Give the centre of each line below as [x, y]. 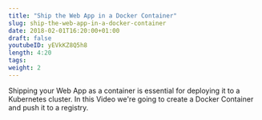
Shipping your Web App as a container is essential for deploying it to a [124, 90]
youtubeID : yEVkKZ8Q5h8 [48, 46]
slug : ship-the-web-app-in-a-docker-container [87, 23]
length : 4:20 [30, 53]
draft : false [30, 38]
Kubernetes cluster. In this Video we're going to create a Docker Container [131, 99]
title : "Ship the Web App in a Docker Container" [93, 16]
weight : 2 [25, 68]
